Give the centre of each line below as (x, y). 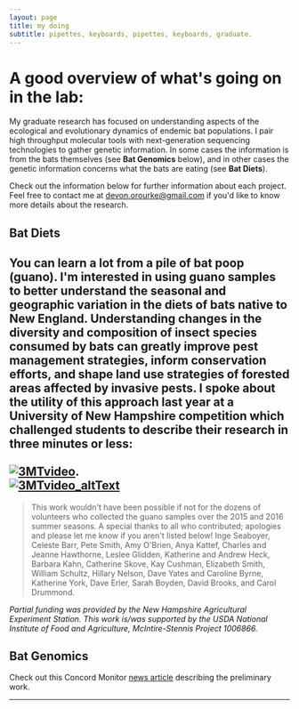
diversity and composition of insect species (133, 333)
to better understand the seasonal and (118, 291)
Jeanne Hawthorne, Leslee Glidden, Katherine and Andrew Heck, (150, 554)
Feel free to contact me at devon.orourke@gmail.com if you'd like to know (145, 196)
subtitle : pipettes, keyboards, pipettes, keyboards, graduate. (131, 34)
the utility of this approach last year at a (121, 403)
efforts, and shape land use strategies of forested (149, 375)
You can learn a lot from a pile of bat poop (127, 263)
